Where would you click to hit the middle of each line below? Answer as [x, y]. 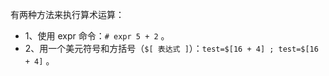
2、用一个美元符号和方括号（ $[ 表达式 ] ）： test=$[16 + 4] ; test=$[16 [171, 48]
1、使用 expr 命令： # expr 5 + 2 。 [97, 36]
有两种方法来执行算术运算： [67, 14]
